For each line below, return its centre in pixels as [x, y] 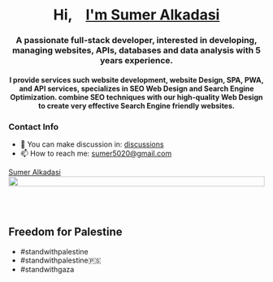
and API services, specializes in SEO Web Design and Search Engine [136, 88]
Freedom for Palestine [65, 232]
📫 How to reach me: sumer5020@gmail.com [96, 153]
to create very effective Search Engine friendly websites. [136, 105]
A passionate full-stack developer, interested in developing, [136, 41]
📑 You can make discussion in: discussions [92, 144]
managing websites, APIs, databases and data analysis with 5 [136, 50]
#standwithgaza [47, 269]
